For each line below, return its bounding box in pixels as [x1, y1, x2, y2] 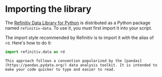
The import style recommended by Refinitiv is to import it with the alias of [5, 35, 154, 40]
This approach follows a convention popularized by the [5, 58, 122, 63]
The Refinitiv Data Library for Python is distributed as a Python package [5, 20, 151, 26]
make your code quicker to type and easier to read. [5, 67, 116, 72]
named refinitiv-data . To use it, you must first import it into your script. [5, 25, 153, 31]
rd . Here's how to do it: [5, 39, 52, 45]
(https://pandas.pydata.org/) [5, 63, 67, 68]
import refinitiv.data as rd [5, 49, 65, 54]
